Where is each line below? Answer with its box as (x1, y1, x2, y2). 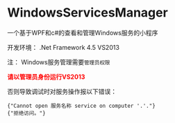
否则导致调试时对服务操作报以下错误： (7, 87, 117, 95)
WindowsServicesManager (7, 5, 168, 21)
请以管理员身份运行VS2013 (7, 73, 85, 81)
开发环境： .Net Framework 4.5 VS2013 (7, 43, 120, 51)
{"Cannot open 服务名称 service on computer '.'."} (7, 102, 156, 109)
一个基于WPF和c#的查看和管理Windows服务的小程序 (7, 28, 158, 37)
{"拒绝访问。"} (7, 109, 47, 117)
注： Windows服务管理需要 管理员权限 (7, 57, 110, 66)
